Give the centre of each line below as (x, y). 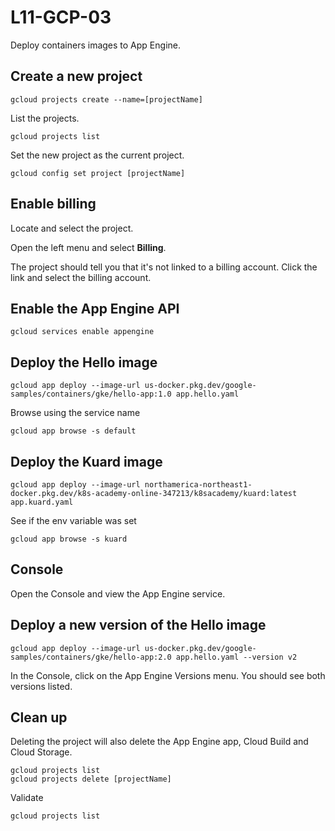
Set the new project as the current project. (97, 155)
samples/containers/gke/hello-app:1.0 (91, 394)
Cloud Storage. (41, 752)
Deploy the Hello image (84, 362)
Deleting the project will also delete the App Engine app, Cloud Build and (159, 742)
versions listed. (41, 686)
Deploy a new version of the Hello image (138, 625)
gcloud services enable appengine (82, 332)
